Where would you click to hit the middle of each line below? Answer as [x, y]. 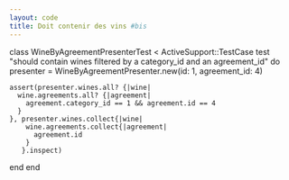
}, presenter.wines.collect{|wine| [76, 119]
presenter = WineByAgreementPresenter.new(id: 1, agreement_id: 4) [136, 71]
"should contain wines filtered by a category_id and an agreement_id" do [145, 61]
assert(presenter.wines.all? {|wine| [80, 87]
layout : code [34, 18]
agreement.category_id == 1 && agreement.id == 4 [121, 103]
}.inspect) [42, 150]
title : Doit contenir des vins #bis [78, 26]
